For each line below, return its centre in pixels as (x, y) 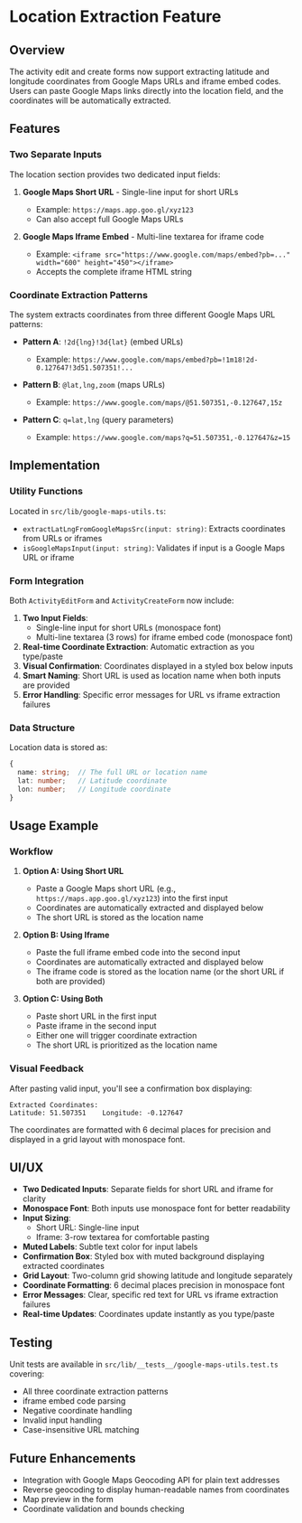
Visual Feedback (46, 1068)
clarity (34, 1199)
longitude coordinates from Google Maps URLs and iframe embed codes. (145, 81)
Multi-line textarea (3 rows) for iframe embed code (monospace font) (165, 637)
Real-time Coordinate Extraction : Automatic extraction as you (138, 646)
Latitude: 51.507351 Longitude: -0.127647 (96, 1113)
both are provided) (70, 982)
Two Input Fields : (55, 617)
